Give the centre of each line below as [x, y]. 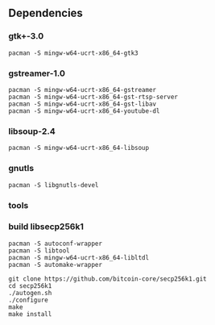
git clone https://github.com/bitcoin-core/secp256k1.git [107, 279]
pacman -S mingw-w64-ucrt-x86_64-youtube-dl [84, 111]
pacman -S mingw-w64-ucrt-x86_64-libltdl [79, 257]
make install [30, 314]
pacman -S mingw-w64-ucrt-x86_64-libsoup [79, 148]
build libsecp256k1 [46, 227]
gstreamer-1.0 [37, 73]
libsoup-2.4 [32, 131]
